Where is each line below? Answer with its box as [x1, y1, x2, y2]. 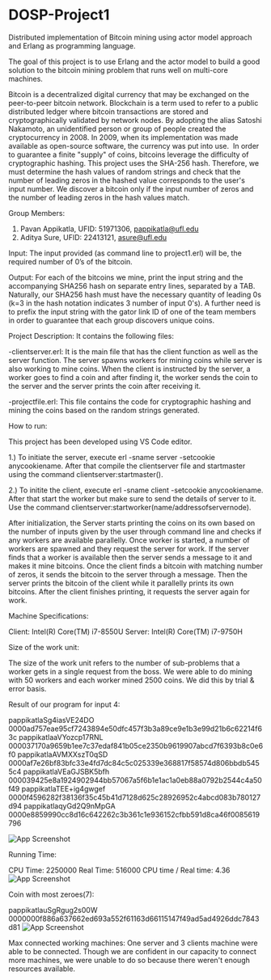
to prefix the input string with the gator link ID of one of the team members [8, 306, 256, 316]
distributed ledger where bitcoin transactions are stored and [8, 107, 209, 116]
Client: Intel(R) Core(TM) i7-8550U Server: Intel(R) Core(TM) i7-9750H [8, 627, 243, 636]
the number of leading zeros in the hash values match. [8, 192, 190, 202]
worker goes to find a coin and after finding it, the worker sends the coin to [8, 372, 259, 382]
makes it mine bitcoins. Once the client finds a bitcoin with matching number [8, 560, 263, 571]
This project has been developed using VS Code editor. [8, 437, 193, 446]
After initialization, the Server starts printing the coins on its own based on [8, 517, 256, 527]
